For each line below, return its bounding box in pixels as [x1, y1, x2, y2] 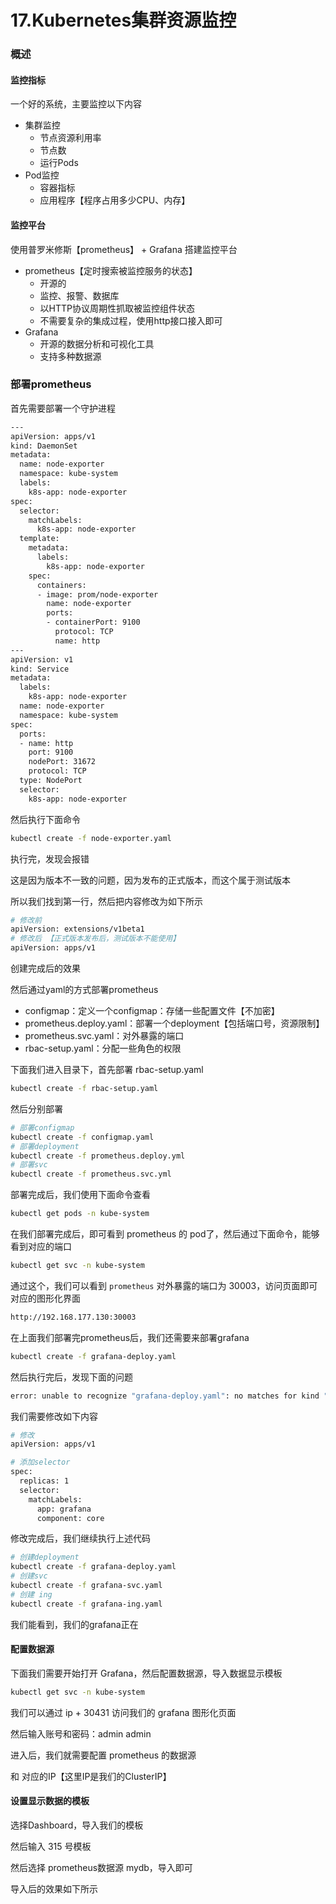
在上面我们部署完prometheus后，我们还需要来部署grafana [10, 1331, 250, 1343]
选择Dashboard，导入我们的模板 [10, 1819, 144, 1831]
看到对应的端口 [10, 1241, 72, 1253]
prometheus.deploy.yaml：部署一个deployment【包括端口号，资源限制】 [24, 1017, 325, 1030]
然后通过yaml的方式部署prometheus [10, 984, 159, 996]
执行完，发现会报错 [10, 852, 90, 865]
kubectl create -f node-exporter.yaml [10, 833, 172, 843]
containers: [36, 580, 87, 590]
